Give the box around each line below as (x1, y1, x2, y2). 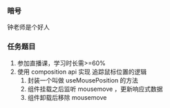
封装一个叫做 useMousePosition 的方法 (27, 76, 138, 84)
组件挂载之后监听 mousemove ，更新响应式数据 (27, 85, 164, 93)
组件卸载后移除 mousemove (27, 93, 107, 101)
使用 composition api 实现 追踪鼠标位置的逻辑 (17, 67, 147, 76)
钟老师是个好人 (7, 23, 50, 32)
